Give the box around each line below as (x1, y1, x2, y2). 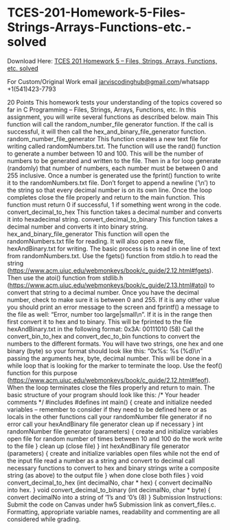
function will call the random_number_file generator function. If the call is (7, 120, 214, 128)
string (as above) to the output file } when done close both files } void (7, 471, 204, 479)
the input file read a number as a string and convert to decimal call (7, 456, 195, 465)
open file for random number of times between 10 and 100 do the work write (7, 434, 223, 443)
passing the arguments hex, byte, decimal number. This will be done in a (7, 354, 211, 362)
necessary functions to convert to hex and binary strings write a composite (7, 463, 220, 472)
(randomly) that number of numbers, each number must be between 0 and (7, 164, 218, 172)
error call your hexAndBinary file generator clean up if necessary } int (7, 420, 204, 428)
